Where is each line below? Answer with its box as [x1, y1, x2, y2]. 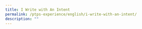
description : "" [5, 16, 39, 21]
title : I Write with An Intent [5, 7, 70, 12]
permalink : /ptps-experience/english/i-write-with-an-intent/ [5, 12, 137, 17]
